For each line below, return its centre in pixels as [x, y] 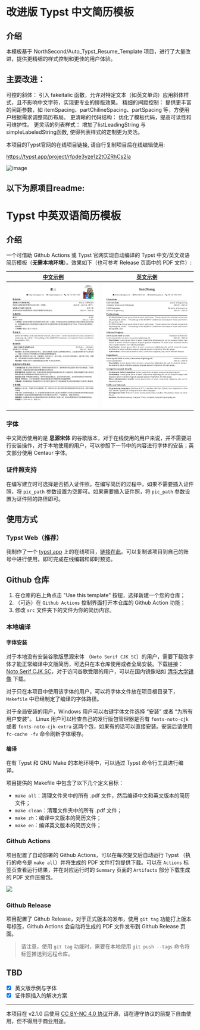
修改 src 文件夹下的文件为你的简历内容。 [65, 610]
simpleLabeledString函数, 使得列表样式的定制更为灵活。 [74, 132]
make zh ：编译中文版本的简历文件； [58, 818]
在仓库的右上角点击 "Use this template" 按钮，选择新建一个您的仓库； [100, 595]
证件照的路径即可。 [40, 499]
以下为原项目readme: [46, 188]
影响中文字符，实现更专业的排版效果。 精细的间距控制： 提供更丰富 [109, 102]
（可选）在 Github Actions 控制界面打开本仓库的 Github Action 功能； [100, 603]
